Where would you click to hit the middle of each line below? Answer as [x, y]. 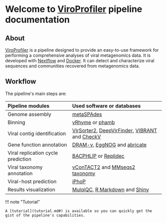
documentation [38, 20]
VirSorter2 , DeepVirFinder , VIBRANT [115, 130]
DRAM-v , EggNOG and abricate [109, 144]
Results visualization [32, 189]
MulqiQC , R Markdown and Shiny [110, 189]
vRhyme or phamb [93, 122]
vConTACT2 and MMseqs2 [104, 167]
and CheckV [86, 136]
